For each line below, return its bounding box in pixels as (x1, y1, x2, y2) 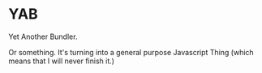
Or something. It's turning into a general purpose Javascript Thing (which (8, 47, 254, 57)
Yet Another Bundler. (8, 32, 78, 41)
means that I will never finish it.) (8, 56, 115, 66)
